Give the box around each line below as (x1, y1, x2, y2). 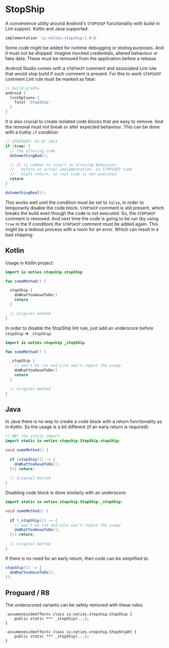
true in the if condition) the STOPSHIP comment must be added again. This (5, 221, 158, 227)
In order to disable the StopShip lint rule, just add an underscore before (5, 325, 153, 331)
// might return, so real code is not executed (10, 172, 116, 177)
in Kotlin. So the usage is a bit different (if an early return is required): (5, 424, 149, 430)
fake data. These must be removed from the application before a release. (5, 55, 158, 61)
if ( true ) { (5, 143, 30, 149)
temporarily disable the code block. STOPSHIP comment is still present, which (5, 205, 164, 211)
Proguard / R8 (5, 588, 50, 597)
